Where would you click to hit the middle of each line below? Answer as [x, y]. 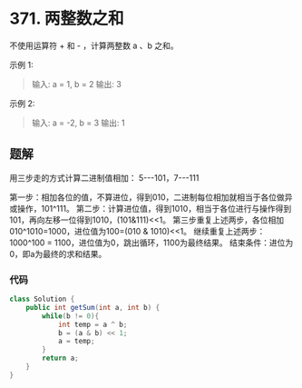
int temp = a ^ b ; [93, 324]
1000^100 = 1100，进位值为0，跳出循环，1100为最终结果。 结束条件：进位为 [151, 243]
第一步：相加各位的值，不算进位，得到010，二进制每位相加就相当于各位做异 [151, 197]
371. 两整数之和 [67, 19]
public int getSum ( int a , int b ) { [93, 307]
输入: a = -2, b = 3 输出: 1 [78, 123]
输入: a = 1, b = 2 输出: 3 [77, 84]
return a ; [60, 358]
